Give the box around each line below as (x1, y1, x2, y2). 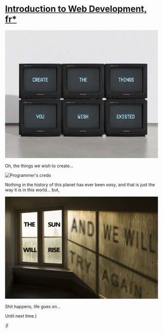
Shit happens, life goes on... (5, 304, 61, 310)
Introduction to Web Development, (5, 3, 147, 15)
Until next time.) (5, 313, 37, 319)
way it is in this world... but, (5, 187, 60, 193)
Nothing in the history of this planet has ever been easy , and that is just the (5, 182, 155, 188)
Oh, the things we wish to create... (5, 163, 74, 169)
